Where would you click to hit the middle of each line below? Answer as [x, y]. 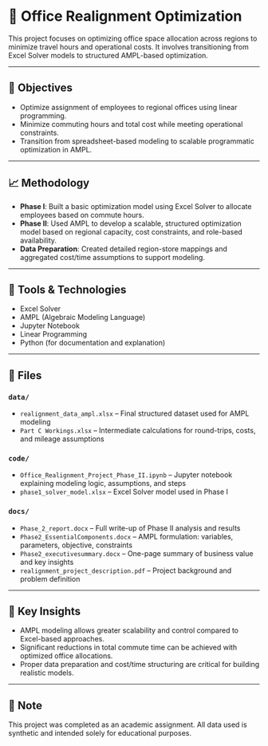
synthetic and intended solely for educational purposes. [100, 733]
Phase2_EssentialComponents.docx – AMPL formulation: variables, [126, 536]
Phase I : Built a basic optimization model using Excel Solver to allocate [136, 206]
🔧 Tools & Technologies [67, 289]
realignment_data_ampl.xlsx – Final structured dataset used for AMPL [134, 413]
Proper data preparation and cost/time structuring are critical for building [140, 665]
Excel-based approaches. [62, 639]
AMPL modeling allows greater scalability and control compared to [129, 630]
